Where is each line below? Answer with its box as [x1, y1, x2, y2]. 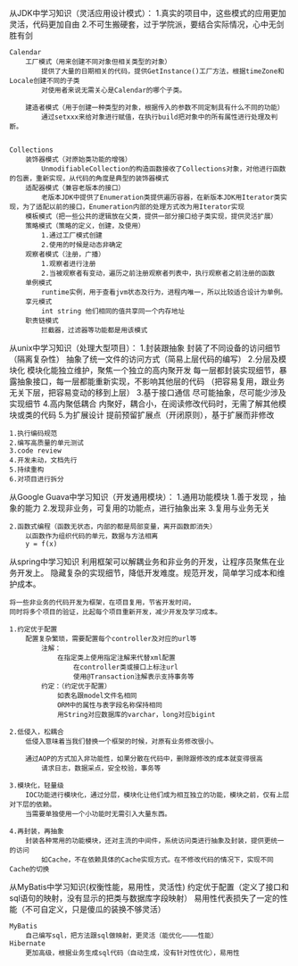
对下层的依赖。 [9, 800, 56, 809]
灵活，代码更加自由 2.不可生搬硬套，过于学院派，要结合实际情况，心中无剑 [9, 19, 285, 29]
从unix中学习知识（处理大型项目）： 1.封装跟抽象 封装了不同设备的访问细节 [9, 343, 281, 353]
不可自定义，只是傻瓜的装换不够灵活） [24, 904, 166, 914]
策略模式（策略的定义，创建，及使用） [25, 221, 145, 230]
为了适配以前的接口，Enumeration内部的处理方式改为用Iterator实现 [21, 203, 245, 212]
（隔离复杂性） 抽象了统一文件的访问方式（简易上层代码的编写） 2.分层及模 [9, 354, 287, 364]
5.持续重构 [9, 465, 45, 474]
